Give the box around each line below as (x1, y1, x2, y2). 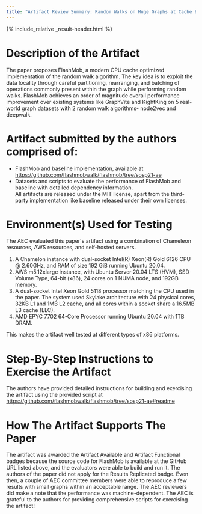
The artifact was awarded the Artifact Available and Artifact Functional (6, 451, 180, 459)
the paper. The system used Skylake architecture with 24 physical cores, (14, 294, 195, 301)
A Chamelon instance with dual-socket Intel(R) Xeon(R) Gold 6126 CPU (14, 255, 191, 263)
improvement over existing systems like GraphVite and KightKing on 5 (6, 98, 179, 105)
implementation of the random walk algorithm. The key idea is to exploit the (6, 73, 193, 80)
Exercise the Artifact (6, 365, 111, 379)
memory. (14, 281, 37, 289)
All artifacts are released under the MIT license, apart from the (14, 190, 170, 197)
